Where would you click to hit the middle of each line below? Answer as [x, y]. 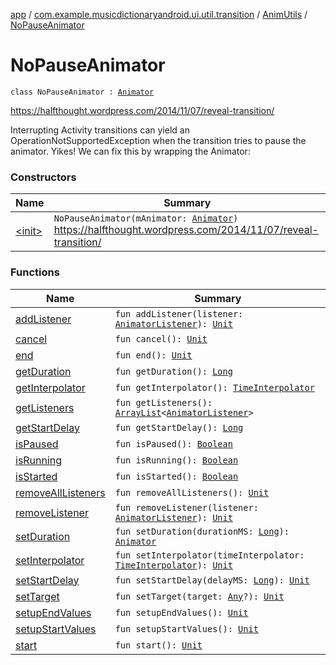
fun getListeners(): [163, 402]
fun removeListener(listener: [186, 507]
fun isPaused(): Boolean [173, 443]
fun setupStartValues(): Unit [186, 628]
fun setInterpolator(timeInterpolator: [209, 555]
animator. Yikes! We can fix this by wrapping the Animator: [130, 151]
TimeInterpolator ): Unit [173, 565]
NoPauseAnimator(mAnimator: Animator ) [146, 218]
